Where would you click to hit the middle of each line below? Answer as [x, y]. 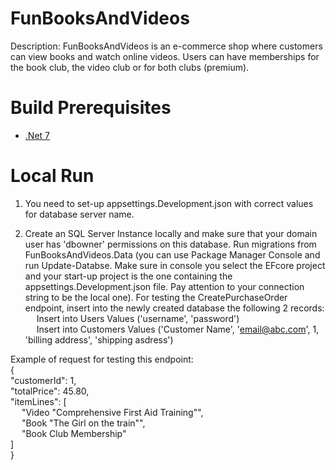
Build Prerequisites [91, 108]
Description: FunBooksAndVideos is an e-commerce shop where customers [166, 46]
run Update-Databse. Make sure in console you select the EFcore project [175, 265]
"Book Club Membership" [74, 433]
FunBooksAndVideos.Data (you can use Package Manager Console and [172, 254]
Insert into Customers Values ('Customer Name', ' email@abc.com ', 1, [178, 329]
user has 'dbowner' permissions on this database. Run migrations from [170, 244]
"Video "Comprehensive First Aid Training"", [112, 412]
